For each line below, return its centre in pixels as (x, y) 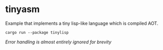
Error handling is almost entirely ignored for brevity (58, 42)
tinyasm (22, 9)
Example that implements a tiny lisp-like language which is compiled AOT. (82, 23)
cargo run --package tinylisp (37, 32)
